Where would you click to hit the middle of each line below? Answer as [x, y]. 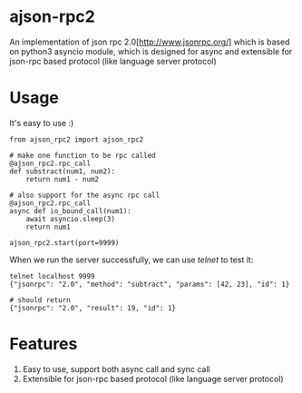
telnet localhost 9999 [52, 276]
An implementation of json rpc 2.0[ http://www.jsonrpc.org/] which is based [150, 42]
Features [44, 344]
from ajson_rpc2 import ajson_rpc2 [77, 139]
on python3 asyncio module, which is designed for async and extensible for [151, 51]
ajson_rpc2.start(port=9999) [64, 242]
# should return [40, 300]
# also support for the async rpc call [85, 195]
